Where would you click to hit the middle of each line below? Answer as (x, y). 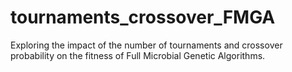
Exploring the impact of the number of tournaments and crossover (146, 45)
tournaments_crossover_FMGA (143, 17)
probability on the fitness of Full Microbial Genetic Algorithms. (138, 55)
